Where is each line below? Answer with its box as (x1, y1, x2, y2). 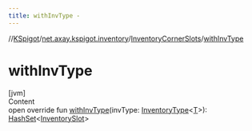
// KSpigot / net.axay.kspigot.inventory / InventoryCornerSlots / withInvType (8, 34, 244, 43)
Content (8, 97, 35, 106)
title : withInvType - (8, 11, 81, 20)
